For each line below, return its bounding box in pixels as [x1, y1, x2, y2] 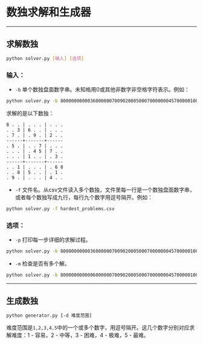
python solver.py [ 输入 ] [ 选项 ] [6, 55, 85, 61]
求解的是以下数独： [6, 110, 54, 117]
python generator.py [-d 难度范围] [6, 313, 92, 319]
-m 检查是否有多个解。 [14, 260, 71, 267]
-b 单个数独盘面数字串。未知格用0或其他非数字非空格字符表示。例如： [14, 85, 190, 93]
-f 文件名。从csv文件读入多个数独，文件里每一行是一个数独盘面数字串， [14, 186, 195, 193]
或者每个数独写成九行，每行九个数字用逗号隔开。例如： [14, 193, 153, 200]
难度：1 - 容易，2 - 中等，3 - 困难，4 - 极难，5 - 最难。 [11, 331, 149, 339]
